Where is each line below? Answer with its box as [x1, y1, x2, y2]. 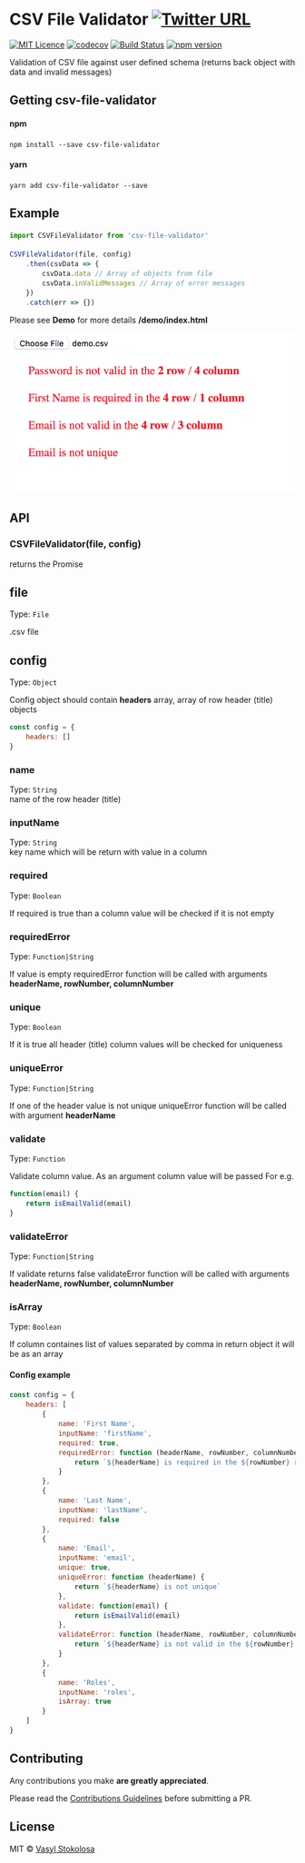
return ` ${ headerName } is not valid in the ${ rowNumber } [74, 1640, 295, 1649]
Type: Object [9, 677, 57, 688]
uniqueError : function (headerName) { [57, 1572, 205, 1581]
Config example [9, 1369, 71, 1380]
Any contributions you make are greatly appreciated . [9, 1775, 209, 1786]
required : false [57, 1515, 120, 1524]
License [9, 1819, 55, 1835]
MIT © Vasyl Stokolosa [9, 1843, 95, 1854]
